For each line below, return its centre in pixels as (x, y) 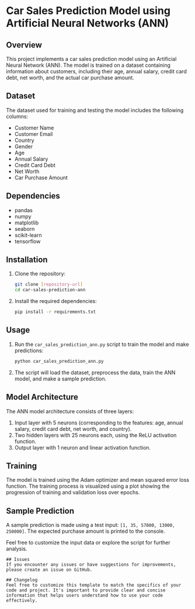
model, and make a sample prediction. (60, 379)
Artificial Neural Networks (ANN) (88, 23)
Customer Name (34, 128)
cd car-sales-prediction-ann (50, 290)
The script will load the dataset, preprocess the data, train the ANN (95, 372)
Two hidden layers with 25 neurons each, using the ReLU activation (95, 435)
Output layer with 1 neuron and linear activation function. (82, 447)
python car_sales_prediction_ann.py (59, 361)
